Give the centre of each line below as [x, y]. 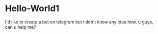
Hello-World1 [32, 8]
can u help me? [21, 27]
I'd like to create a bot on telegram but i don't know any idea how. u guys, [79, 22]
